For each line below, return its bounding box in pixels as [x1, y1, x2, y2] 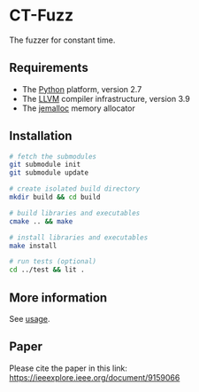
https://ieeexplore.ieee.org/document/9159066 [9, 372, 180, 382]
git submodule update [9, 169, 89, 177]
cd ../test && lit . [9, 265, 86, 275]
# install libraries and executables [9, 232, 149, 242]
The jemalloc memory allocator [21, 103, 135, 114]
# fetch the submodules [9, 152, 97, 161]
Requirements [9, 60, 88, 75]
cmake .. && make [9, 216, 73, 226]
